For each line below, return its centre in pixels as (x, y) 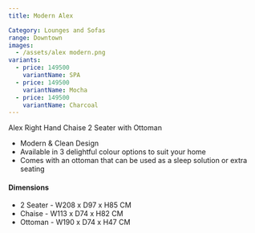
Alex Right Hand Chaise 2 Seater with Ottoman (85, 128)
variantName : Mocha (55, 90)
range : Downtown (35, 38)
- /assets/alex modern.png (61, 53)
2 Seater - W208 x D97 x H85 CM (76, 205)
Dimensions (29, 187)
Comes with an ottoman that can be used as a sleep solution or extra (134, 161)
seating (32, 169)
